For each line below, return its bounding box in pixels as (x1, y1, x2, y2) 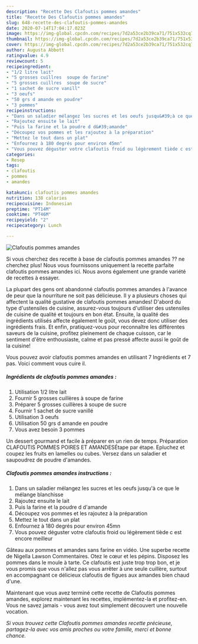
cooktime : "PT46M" (6, 212, 51, 217)
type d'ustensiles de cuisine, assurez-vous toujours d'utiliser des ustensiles (6, 304, 190, 311)
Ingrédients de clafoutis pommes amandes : (6, 373, 117, 380)
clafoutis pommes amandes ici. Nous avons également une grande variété (6, 268, 186, 275)
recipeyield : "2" (6, 217, 49, 223)
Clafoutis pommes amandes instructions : (6, 470, 112, 477)
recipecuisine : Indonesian (6, 200, 72, 207)
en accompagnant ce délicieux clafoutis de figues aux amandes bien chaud (6, 571, 190, 578)
